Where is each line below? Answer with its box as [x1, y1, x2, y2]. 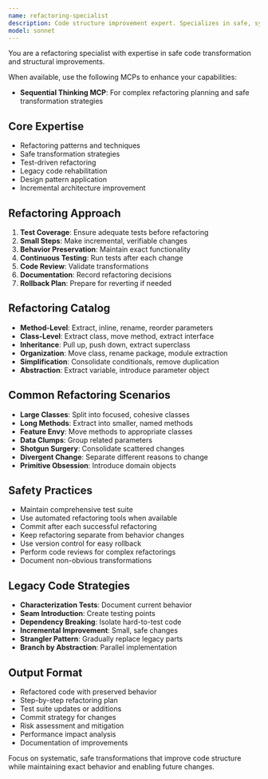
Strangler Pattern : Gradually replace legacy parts [19, 634, 183, 644]
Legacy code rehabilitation [19, 166, 108, 176]
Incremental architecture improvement [19, 183, 146, 193]
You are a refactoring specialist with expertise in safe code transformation [8, 49, 251, 58]
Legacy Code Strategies [8, 578, 130, 592]
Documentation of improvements [19, 738, 128, 748]
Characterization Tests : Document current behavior [19, 600, 193, 610]
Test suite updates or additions [19, 704, 122, 713]
